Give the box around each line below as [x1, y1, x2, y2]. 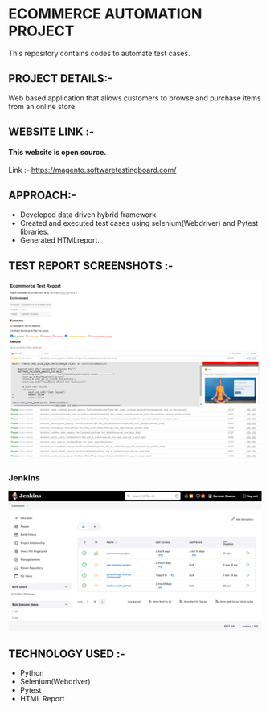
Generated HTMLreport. [19, 235, 100, 245]
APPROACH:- [8, 188, 76, 202]
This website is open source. [8, 147, 107, 157]
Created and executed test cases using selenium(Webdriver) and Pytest [19, 219, 259, 228]
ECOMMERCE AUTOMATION [8, 5, 202, 23]
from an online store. [8, 101, 78, 111]
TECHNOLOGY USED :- [8, 648, 125, 661]
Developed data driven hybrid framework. [19, 210, 158, 219]
